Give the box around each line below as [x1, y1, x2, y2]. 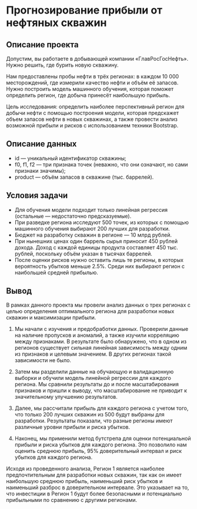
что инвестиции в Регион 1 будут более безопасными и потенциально [6, 490, 182, 497]
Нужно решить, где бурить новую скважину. [6, 61, 119, 68]
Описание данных [6, 139, 77, 149]
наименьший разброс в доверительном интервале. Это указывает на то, [6, 484, 189, 491]
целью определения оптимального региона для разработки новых [6, 308, 175, 315]
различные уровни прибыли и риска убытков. [14, 423, 131, 431]
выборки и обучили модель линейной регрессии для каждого [14, 375, 172, 382]
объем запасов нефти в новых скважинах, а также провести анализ [6, 116, 178, 123]
